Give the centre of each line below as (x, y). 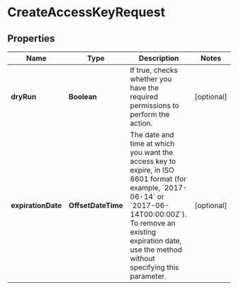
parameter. (148, 276)
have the (144, 88)
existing (143, 232)
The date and (152, 135)
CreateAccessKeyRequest (86, 12)
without (142, 259)
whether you (151, 79)
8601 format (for (158, 179)
